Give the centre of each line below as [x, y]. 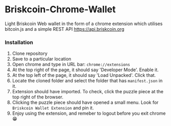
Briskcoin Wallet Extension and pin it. [53, 108]
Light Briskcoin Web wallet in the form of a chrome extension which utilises [84, 24]
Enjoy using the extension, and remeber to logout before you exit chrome [89, 113]
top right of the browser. [38, 97]
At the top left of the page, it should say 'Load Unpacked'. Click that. [84, 75]
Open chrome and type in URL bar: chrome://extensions [71, 65]
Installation [19, 42]
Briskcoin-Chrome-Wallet [60, 9]
